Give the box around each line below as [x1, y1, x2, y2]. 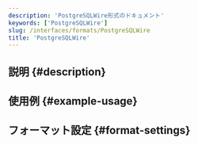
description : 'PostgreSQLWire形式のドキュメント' [8, 11, 165, 20]
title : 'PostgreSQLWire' [8, 33, 90, 42]
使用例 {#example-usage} [8, 94, 138, 108]
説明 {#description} [8, 65, 107, 78]
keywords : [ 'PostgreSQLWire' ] [8, 19, 109, 27]
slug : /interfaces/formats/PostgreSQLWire [8, 26, 150, 34]
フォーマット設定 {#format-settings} [8, 124, 191, 137]
